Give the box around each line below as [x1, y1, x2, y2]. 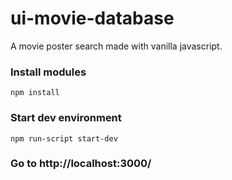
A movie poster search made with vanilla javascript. [10, 40, 223, 52]
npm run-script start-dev [10, 133, 118, 144]
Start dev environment [10, 111, 122, 125]
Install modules [10, 65, 87, 79]
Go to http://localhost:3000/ [10, 157, 152, 171]
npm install [10, 88, 60, 98]
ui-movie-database [10, 7, 175, 30]
